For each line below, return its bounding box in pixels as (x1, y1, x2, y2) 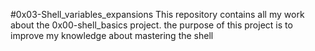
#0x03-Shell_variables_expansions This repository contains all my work (10, 9, 305, 20)
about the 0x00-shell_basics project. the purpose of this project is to (10, 19, 293, 31)
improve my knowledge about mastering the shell (10, 30, 214, 41)
